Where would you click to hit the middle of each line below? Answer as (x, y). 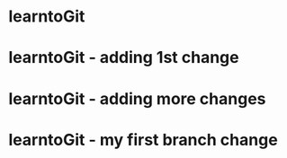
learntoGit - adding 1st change (124, 58)
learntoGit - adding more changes (137, 98)
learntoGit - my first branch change (143, 140)
